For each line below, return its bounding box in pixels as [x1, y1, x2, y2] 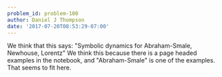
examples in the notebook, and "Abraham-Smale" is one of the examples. [7, 56, 216, 65]
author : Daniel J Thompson [7, 16, 85, 23]
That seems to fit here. [7, 63, 72, 72]
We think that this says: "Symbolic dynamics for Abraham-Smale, [7, 42, 192, 50]
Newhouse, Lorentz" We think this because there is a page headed [7, 49, 198, 57]
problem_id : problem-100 [7, 10, 79, 17]
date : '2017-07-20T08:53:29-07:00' [7, 23, 110, 30]
